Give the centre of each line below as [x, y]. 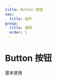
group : [12, 23]
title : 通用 [21, 28]
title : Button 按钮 [24, 10]
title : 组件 [21, 19]
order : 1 [18, 32]
